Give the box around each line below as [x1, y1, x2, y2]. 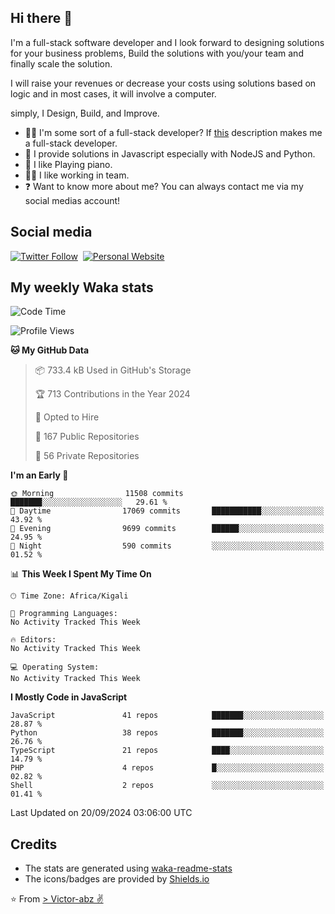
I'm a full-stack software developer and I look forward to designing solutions [10, 36, 325, 48]
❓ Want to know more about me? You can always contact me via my [24, 180, 304, 192]
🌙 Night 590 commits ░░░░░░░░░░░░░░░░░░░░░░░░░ [10, 541, 325, 551]
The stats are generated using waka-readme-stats [24, 862, 233, 875]
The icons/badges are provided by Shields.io [24, 873, 210, 885]
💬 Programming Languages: [10, 609, 118, 619]
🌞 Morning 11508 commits [10, 489, 184, 499]
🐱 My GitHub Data [10, 344, 90, 356]
